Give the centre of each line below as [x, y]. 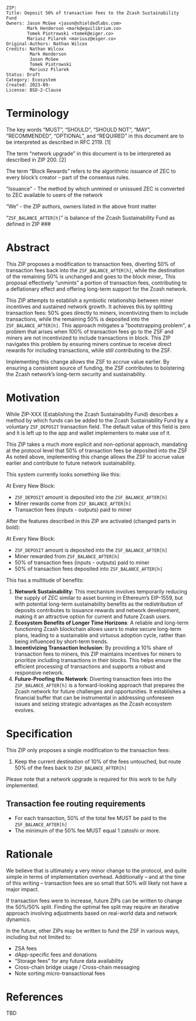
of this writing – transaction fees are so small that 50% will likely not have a [97, 883]
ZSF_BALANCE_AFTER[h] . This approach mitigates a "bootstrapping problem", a [99, 325]
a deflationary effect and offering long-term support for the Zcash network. [97, 289]
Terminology [37, 113]
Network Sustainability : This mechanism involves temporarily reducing [101, 591]
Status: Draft [23, 75]
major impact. [23, 889]
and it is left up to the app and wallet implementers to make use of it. [89, 433]
